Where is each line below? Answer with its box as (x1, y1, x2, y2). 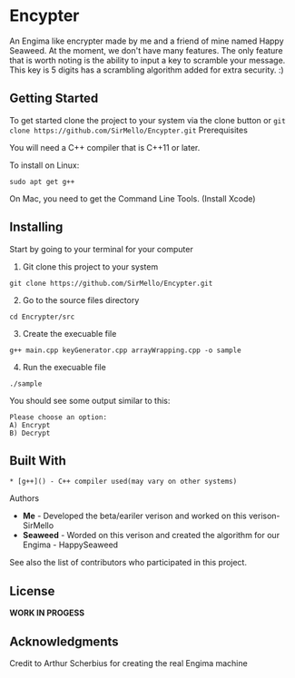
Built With (9, 453, 66, 468)
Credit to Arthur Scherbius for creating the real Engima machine (9, 658, 248, 668)
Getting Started (9, 91, 99, 106)
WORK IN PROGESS (9, 607, 84, 618)
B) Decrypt (9, 428, 51, 437)
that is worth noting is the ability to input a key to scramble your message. (9, 54, 286, 65)
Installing (9, 220, 64, 235)
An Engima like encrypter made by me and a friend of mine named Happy (9, 35, 284, 46)
